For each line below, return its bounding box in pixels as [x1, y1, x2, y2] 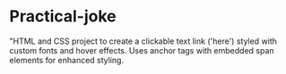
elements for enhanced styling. [9, 54, 124, 65]
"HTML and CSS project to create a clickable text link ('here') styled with [9, 36, 278, 46]
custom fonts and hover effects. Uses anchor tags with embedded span [9, 45, 275, 55]
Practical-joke [9, 6, 117, 27]
